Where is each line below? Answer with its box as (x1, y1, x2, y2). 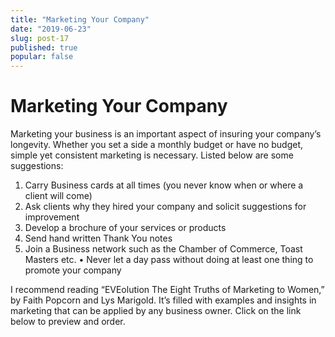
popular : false (10, 52, 74, 62)
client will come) (24, 190, 93, 202)
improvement (24, 211, 80, 223)
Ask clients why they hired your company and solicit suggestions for (24, 201, 307, 213)
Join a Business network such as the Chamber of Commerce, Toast (24, 243, 303, 255)
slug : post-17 (10, 33, 70, 43)
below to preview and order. (10, 316, 126, 328)
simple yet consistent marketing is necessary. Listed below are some (10, 149, 294, 161)
